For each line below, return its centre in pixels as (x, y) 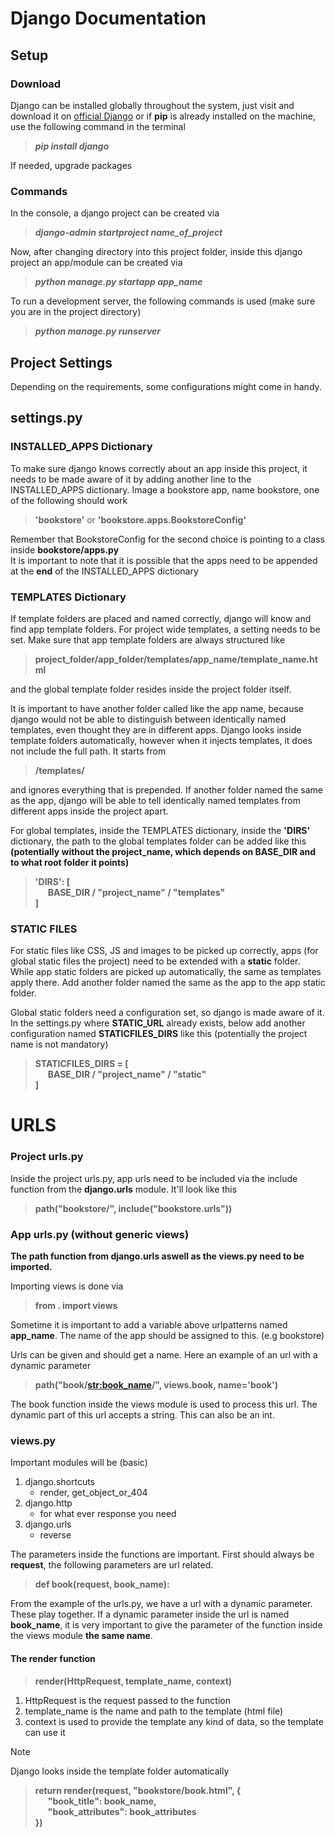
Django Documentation (108, 18)
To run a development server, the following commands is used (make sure (163, 301)
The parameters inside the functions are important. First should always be (162, 1554)
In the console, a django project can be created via (115, 213)
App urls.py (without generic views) (100, 1234)
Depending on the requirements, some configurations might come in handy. (166, 386)
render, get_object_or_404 (93, 1493)
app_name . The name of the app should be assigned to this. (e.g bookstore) (167, 1336)
